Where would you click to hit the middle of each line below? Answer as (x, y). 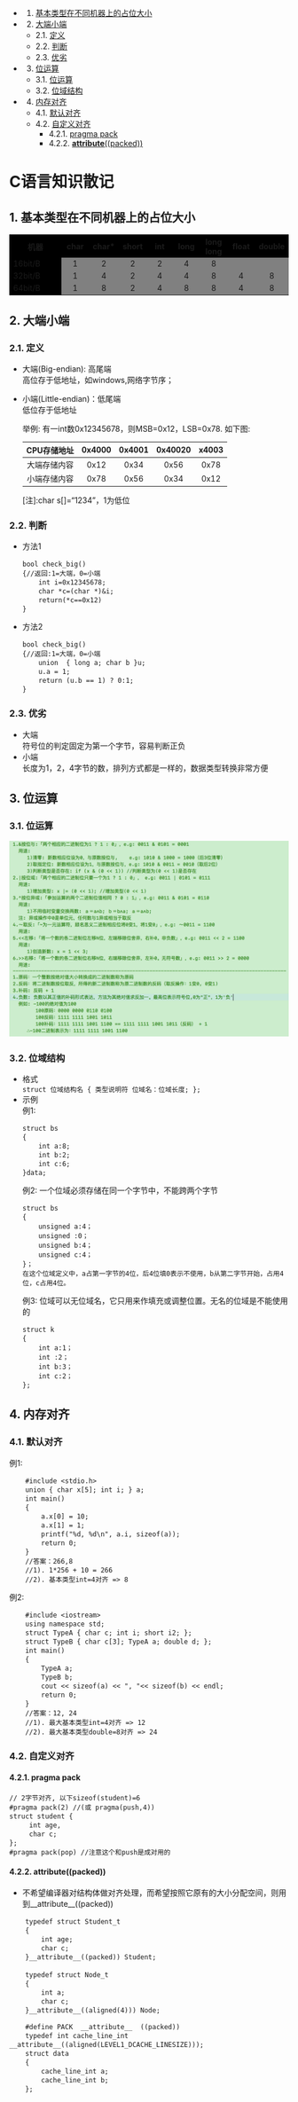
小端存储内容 (50, 479)
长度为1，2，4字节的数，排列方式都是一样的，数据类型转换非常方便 (145, 768)
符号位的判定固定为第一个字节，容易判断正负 (104, 745)
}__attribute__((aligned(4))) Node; (93, 2010)
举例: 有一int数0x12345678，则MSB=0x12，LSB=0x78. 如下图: (136, 429)
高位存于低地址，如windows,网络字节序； (98, 380)
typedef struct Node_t (67, 1975)
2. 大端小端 (39, 321)
